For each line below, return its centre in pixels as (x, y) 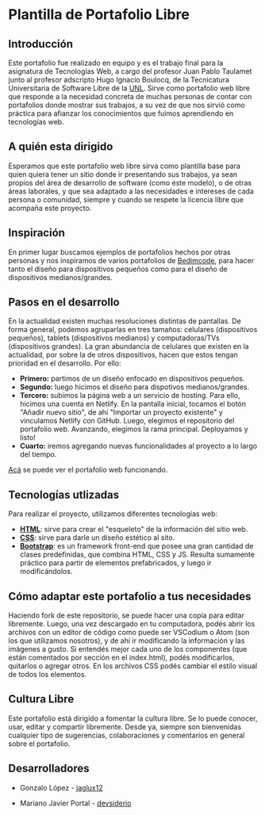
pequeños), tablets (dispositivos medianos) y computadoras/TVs (114, 338)
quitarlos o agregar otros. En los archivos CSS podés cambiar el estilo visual (133, 666)
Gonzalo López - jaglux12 (61, 787)
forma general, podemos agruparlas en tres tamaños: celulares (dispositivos (133, 330)
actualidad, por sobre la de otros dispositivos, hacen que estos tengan (123, 355)
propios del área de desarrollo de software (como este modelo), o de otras (130, 182)
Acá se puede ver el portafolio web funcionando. (88, 470)
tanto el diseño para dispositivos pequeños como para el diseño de (118, 269)
